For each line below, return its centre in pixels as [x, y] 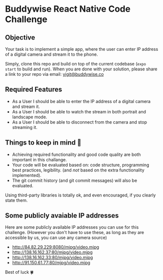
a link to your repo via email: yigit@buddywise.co [54, 74]
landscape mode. [30, 117]
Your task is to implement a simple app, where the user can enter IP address [82, 49]
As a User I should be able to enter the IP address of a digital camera [81, 101]
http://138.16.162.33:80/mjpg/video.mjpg [52, 258]
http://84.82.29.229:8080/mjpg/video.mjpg [55, 247]
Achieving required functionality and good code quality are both [76, 154]
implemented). [27, 175]
